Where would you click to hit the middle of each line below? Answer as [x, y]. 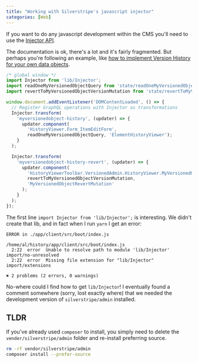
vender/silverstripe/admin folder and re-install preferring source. [86, 338]
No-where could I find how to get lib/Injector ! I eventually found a [88, 286]
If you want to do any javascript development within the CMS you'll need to [97, 34]
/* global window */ [32, 75]
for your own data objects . [38, 64]
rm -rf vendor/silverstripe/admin [49, 349]
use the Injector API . [31, 40]
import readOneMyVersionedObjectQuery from [60, 86]
